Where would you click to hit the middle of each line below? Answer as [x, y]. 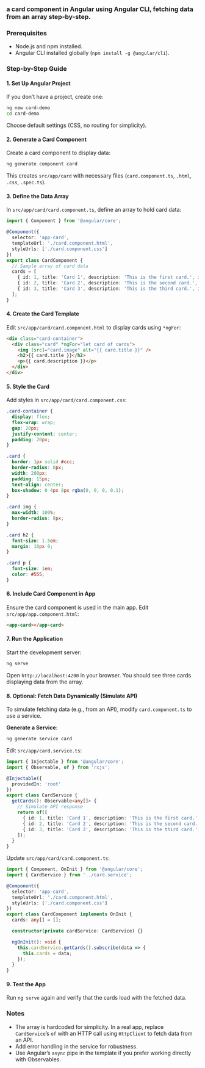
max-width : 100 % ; [34, 513]
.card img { [21, 507]
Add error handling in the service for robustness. [77, 1046]
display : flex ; [31, 417]
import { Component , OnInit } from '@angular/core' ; [75, 869]
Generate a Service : [32, 727]
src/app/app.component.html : [43, 614]
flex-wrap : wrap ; [34, 422]
